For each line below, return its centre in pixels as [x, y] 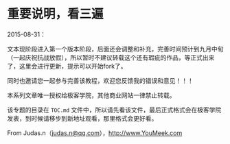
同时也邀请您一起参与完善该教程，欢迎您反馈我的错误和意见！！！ [100, 80]
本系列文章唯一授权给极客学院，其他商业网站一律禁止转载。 [91, 95]
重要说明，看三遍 [56, 14]
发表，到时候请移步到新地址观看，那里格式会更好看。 [82, 118]
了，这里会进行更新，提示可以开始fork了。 [67, 66]
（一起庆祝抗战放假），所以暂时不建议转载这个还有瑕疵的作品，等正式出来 [111, 57]
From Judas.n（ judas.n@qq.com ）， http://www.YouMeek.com [95, 133]
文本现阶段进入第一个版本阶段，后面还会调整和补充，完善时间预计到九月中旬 [115, 49]
